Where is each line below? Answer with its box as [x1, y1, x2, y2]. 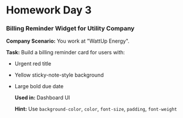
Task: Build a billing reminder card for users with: [6, 49, 125, 56]
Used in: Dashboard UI [14, 94, 70, 101]
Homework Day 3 [6, 4, 92, 17]
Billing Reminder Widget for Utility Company [6, 25, 135, 33]
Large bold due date [14, 83, 64, 90]
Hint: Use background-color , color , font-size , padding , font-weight [14, 106, 178, 113]
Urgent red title [14, 60, 52, 67]
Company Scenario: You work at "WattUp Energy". [6, 37, 130, 44]
